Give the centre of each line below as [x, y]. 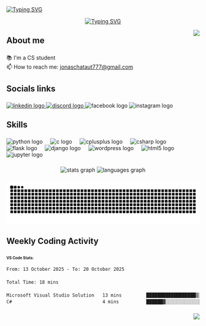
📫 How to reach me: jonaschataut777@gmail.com [70, 67]
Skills [17, 125]
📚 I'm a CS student [31, 58]
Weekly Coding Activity [53, 241]
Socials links [31, 89]
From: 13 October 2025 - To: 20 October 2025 [65, 270]
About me [25, 41]
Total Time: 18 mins [33, 282]
